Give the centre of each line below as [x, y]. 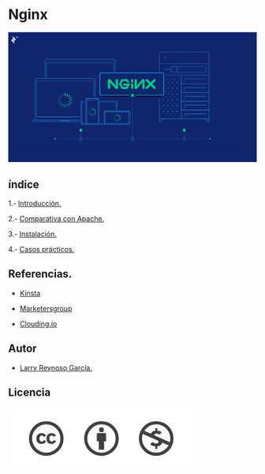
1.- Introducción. [35, 204]
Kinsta [30, 293]
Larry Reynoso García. [56, 367]
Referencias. [40, 274]
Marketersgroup [46, 308]
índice [24, 184]
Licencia [30, 393]
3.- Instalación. [33, 234]
